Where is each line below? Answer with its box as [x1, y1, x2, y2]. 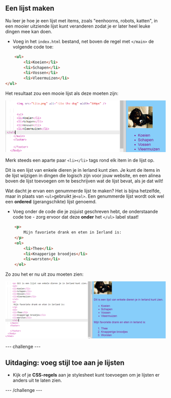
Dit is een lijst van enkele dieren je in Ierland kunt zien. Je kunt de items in [5, 167, 160, 173]
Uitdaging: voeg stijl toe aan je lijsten [5, 358, 125, 367]
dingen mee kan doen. [5, 28, 52, 35]
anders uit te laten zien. [12, 377, 62, 384]
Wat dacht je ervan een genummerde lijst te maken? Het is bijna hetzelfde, [5, 188, 161, 194]
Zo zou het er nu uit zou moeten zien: [5, 271, 84, 277]
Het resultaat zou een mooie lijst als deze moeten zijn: [5, 90, 119, 96]
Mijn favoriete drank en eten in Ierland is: [23, 230, 122, 235]
